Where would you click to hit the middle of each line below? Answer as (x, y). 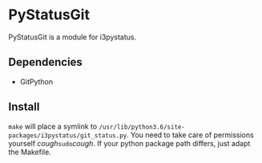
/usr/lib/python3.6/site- (142, 127)
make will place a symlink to (53, 126)
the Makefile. (30, 152)
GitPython (36, 81)
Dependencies (45, 62)
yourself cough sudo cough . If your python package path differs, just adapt (129, 143)
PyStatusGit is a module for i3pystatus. (73, 37)
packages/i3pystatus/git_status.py (68, 135)
